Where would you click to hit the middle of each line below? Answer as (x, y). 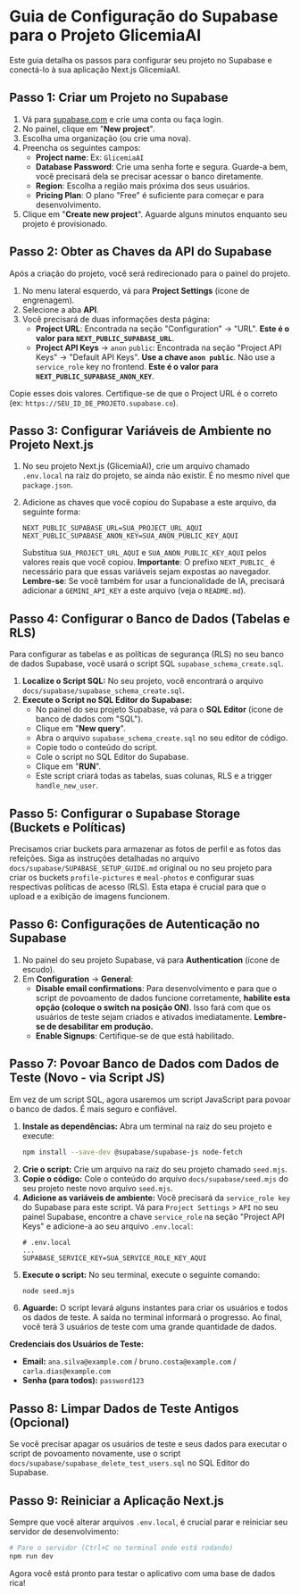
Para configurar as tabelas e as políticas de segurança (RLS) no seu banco (146, 655)
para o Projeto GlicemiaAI (105, 35)
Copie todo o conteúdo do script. (96, 747)
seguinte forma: (51, 512)
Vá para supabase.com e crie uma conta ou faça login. (123, 119)
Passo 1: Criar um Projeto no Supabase (119, 98)
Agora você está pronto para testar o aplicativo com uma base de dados (142, 1573)
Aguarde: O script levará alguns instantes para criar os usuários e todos (155, 1308)
